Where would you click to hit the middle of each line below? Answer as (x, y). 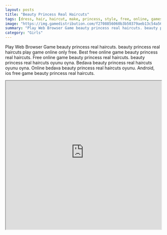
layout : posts (20, 10)
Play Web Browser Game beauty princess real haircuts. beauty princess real (83, 47)
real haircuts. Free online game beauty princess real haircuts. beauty (75, 57)
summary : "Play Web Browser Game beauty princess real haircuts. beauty (82, 28)
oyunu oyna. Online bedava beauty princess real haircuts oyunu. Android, (80, 68)
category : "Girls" (24, 33)
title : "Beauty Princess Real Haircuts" (47, 14)
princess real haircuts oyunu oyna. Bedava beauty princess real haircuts (79, 63)
